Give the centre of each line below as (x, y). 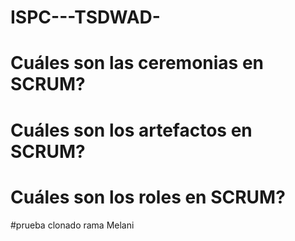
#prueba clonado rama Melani (72, 225)
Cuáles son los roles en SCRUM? (148, 197)
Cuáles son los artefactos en (131, 130)
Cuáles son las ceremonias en (137, 63)
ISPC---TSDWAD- (85, 17)
